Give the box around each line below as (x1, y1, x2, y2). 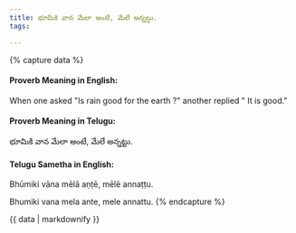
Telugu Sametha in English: (9, 159, 115, 170)
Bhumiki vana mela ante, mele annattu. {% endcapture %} (9, 196, 225, 208)
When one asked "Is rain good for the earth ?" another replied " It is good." (9, 95, 288, 106)
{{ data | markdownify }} (9, 214, 100, 225)
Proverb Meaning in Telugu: (9, 116, 116, 126)
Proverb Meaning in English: (9, 75, 119, 86)
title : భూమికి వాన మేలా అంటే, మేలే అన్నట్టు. (9, 13, 158, 23)
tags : (9, 22, 30, 31)
